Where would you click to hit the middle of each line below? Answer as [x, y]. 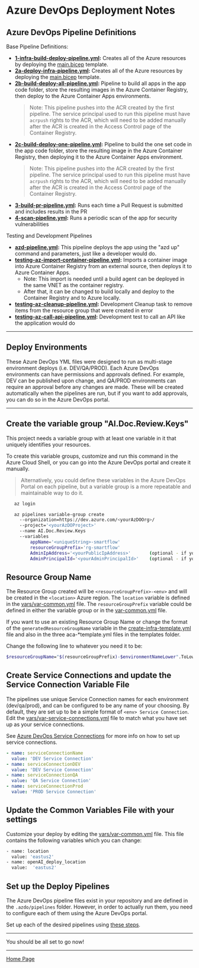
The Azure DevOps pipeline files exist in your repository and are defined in [97, 901]
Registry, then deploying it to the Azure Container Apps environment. [99, 157]
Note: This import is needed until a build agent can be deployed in [104, 279]
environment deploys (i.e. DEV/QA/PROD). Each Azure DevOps [83, 368]
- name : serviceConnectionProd [45, 786]
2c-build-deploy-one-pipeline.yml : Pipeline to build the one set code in [103, 144]
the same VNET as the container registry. [74, 285]
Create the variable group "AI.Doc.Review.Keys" [97, 424]
